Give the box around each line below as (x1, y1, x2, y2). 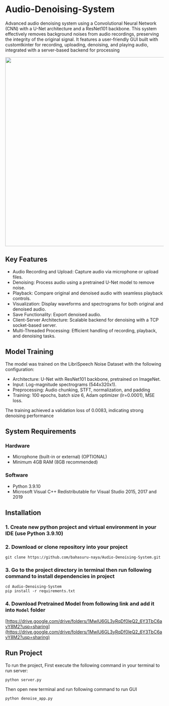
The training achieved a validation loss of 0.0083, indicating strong (5, 407, 144, 413)
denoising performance (5, 413, 54, 419)
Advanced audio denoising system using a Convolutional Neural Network (5, 20, 157, 26)
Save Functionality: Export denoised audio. (12, 311, 102, 317)
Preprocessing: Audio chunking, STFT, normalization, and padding (12, 387, 150, 393)
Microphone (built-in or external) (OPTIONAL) (12, 454, 107, 460)
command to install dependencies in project (5, 573, 115, 580)
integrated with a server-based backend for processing (5, 47, 120, 53)
